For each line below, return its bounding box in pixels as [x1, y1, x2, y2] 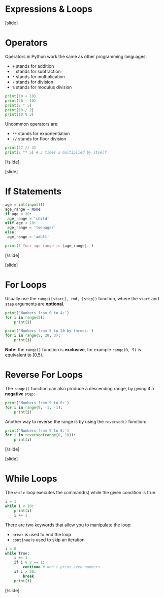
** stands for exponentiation [12, 131, 70, 137]
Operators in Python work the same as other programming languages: [5, 53, 147, 59]
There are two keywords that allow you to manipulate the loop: [5, 522, 132, 528]
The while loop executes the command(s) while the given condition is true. [5, 490, 157, 496]
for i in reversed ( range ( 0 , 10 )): [5, 433, 76, 438]
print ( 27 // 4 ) [5, 145, 36, 150]
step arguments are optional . [5, 301, 65, 307]
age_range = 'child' [7, 216, 50, 221]
